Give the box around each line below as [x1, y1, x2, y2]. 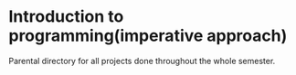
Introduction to [8, 6, 124, 27]
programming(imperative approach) [8, 25, 288, 46]
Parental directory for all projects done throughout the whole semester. [8, 55, 276, 66]
